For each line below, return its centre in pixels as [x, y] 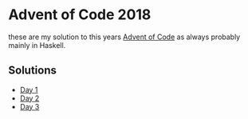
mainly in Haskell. [37, 45]
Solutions [33, 71]
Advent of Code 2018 [80, 15]
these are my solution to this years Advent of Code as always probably [124, 37]
